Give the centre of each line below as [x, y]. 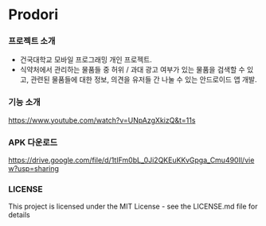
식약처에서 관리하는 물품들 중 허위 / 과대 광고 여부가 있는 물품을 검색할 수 [132, 70]
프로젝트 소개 [32, 41]
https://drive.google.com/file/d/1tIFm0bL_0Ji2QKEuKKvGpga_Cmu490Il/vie [131, 160]
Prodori [33, 15]
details [19, 215]
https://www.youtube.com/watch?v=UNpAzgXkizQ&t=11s [102, 120]
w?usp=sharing [34, 169]
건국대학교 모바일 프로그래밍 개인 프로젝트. [86, 60]
